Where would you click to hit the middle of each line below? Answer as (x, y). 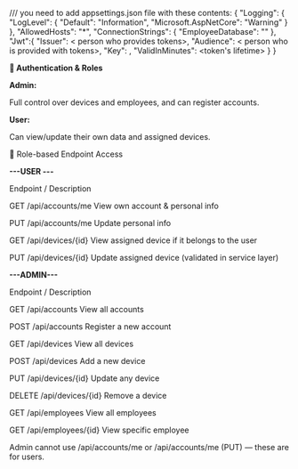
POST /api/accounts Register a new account (90, 327)
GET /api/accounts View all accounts (77, 309)
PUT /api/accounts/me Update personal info (90, 223)
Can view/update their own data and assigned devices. (110, 137)
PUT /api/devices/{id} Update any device (85, 378)
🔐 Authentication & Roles (56, 68)
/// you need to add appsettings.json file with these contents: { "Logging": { (147, 13)
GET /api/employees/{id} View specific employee (99, 430)
